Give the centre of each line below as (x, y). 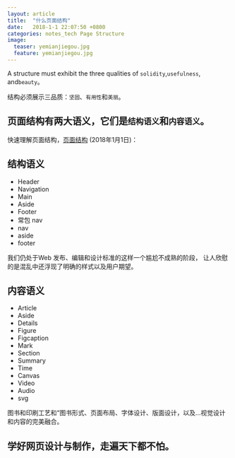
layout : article (31, 14)
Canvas (29, 376)
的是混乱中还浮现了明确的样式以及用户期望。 (72, 266)
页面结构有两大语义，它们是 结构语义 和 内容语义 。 (108, 121)
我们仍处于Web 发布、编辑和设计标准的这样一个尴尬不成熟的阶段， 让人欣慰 (117, 257)
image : (17, 40)
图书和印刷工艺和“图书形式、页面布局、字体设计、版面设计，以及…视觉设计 (116, 413)
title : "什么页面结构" (39, 20)
